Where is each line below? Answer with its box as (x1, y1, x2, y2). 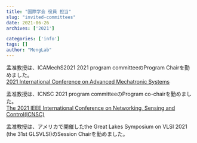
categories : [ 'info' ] (6, 36, 60, 42)
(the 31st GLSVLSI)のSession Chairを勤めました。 (6, 130, 128, 137)
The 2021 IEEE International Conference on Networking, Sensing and (6, 104, 176, 112)
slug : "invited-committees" (6, 14, 76, 20)
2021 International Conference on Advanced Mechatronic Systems (6, 78, 170, 85)
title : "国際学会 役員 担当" (6, 8, 72, 15)
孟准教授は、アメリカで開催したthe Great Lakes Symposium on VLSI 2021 (6, 123, 187, 130)
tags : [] (6, 42, 28, 47)
